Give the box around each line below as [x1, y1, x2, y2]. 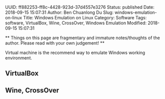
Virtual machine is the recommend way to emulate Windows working [5, 49, 145, 55]
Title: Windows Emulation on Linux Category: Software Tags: [23, 15, 147, 20]
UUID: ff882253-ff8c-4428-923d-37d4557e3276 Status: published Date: [5, 4, 155, 10]
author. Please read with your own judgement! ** [5, 40, 105, 46]
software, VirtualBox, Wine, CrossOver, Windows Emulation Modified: [5, 20, 147, 26]
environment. [5, 55, 32, 61]
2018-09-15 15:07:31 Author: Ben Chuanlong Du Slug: [5, 9, 114, 15]
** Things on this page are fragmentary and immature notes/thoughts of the [5, 35, 160, 41]
